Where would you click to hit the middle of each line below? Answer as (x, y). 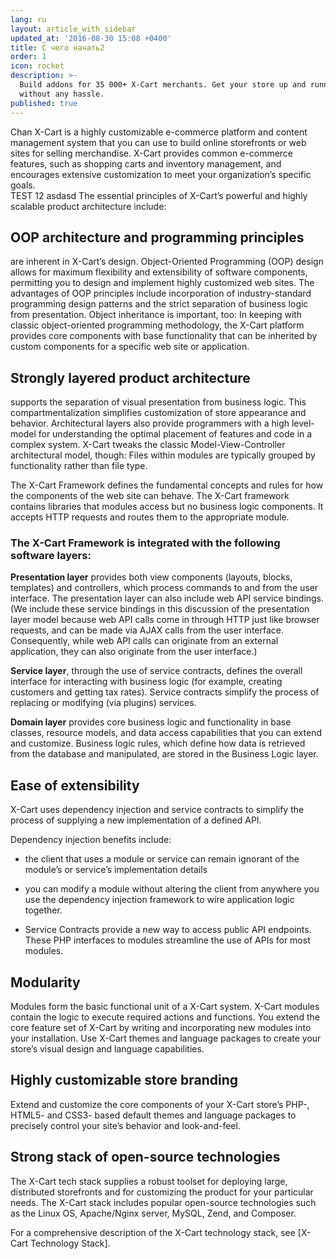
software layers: (51, 556)
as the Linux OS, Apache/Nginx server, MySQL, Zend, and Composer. (153, 1213)
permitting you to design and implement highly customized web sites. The (162, 283)
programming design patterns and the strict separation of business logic (159, 304)
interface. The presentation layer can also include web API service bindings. (167, 598)
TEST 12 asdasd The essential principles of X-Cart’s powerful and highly (159, 195)
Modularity (45, 982)
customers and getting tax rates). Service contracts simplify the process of (165, 692)
